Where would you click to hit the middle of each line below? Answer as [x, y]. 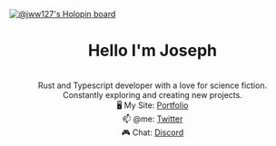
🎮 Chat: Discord [153, 132]
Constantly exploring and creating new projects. [153, 94]
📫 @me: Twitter [153, 119]
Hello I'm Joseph [153, 51]
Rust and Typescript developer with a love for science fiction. [153, 85]
